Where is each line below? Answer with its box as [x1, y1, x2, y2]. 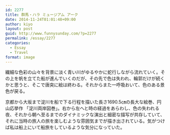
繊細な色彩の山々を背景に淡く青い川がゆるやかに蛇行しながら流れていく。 [5, 69, 161, 75]
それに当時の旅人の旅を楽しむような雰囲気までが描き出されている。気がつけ [5, 118, 165, 124]
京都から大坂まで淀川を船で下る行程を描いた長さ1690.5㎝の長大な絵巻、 [5, 99, 157, 105]
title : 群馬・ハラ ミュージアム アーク [5, 12, 79, 17]
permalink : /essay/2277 [5, 36, 56, 41]
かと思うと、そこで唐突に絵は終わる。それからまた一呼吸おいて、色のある [5, 82, 161, 88]
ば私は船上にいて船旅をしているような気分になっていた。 [5, 124, 125, 130]
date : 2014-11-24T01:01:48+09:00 [5, 17, 76, 22]
